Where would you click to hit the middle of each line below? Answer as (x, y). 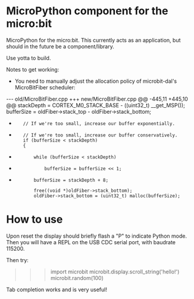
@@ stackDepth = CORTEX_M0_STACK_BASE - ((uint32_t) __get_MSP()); (96, 105)
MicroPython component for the (87, 11)
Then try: (17, 260)
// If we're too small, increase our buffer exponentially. (99, 123)
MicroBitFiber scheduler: (45, 87)
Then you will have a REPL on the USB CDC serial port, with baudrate (91, 242)
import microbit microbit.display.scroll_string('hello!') (115, 272)
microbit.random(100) (77, 278)
